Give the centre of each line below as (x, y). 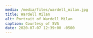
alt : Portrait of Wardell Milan (39, 19)
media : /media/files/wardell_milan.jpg (47, 10)
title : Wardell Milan (28, 14)
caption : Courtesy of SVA (32, 23)
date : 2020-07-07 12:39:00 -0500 (40, 28)
